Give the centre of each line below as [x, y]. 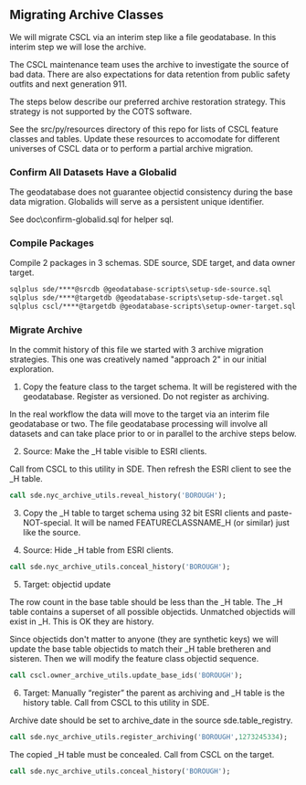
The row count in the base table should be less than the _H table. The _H [146, 602]
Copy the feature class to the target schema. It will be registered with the [160, 387]
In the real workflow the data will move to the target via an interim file [139, 414]
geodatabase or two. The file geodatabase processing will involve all [138, 424]
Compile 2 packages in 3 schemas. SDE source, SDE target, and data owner [153, 263]
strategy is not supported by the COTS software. [101, 111]
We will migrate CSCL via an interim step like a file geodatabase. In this [143, 37]
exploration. [32, 369]
